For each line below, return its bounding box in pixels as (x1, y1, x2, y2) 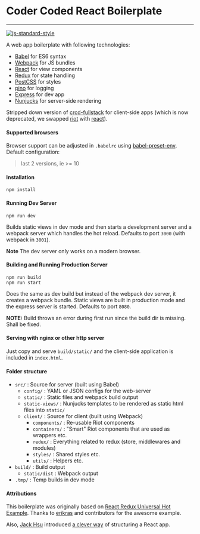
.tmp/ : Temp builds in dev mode (14, 476, 95, 483)
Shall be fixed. (6, 321, 42, 328)
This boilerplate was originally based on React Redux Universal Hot (6, 503, 171, 510)
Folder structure (6, 367, 48, 375)
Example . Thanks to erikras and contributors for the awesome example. (6, 510, 182, 517)
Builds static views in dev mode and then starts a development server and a (6, 223, 192, 231)
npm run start (6, 280, 42, 286)
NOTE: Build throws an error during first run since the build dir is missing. (6, 314, 186, 321)
